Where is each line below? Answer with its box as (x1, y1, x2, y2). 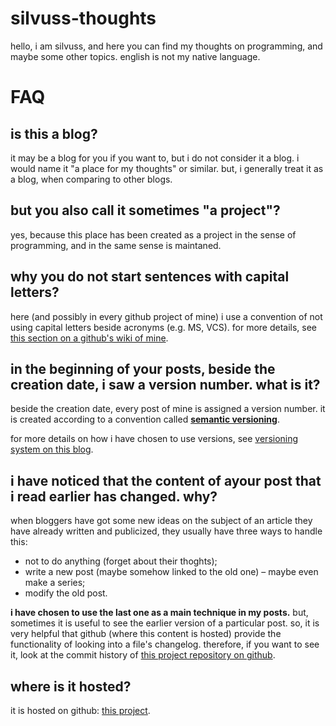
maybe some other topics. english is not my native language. (10, 50, 261, 62)
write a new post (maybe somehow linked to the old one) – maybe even (24, 566, 319, 578)
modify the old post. (24, 587, 108, 599)
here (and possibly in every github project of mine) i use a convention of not (10, 310, 323, 322)
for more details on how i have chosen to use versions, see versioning (10, 433, 299, 445)
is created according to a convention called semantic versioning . (10, 413, 280, 426)
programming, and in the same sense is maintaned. (10, 239, 222, 251)
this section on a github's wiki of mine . (10, 332, 169, 344)
